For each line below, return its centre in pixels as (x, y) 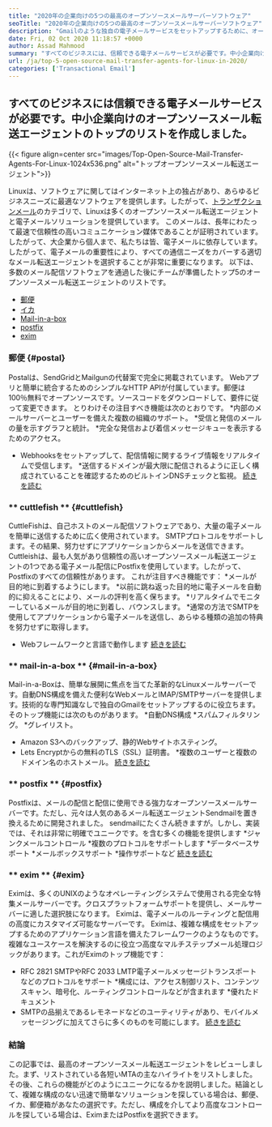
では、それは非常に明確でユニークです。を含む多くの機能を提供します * (128, 833)
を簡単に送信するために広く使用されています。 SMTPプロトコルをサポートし (136, 536)
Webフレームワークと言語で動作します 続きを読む (103, 644)
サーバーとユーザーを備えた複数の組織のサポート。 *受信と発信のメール (142, 417)
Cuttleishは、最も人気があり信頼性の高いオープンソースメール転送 (119, 557)
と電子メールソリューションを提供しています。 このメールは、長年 (119, 221)
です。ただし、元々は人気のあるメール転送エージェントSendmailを (133, 813)
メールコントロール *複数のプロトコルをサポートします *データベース (138, 843)
